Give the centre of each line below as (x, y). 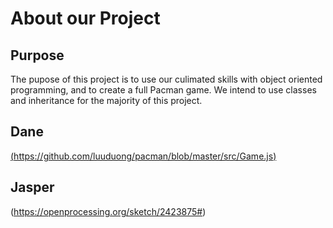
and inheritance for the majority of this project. (106, 100)
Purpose (37, 55)
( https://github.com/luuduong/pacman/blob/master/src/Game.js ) (143, 156)
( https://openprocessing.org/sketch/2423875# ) (108, 211)
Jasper (32, 187)
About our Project (85, 18)
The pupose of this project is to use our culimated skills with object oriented (166, 79)
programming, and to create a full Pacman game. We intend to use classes (163, 90)
